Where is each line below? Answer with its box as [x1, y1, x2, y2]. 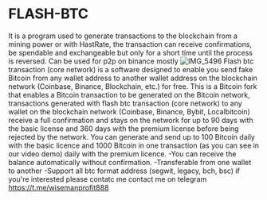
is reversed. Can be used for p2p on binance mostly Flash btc [8, 56, 254, 66]
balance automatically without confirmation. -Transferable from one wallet [8, 157, 252, 167]
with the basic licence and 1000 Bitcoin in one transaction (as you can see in [8, 140, 260, 150]
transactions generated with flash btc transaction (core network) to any [8, 98, 243, 108]
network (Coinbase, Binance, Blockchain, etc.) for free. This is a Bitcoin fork [8, 81, 257, 91]
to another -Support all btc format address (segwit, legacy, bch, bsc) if [8, 166, 241, 175]
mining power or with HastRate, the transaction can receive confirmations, [8, 39, 253, 48]
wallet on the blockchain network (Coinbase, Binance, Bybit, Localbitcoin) [8, 106, 251, 116]
